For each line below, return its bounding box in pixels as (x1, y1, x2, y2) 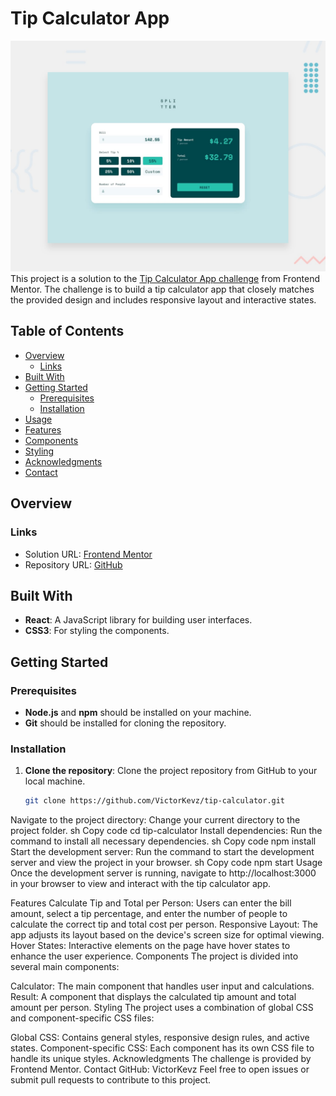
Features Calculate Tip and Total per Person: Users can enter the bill (10, 897, 292, 909)
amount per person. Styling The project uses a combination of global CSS (10, 1002, 314, 1014)
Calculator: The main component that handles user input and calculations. (10, 980, 315, 992)
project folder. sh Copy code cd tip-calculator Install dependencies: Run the (10, 825, 323, 837)
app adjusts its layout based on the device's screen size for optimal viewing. (10, 929, 325, 941)
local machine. (24, 775, 86, 787)
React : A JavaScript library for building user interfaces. (24, 614, 253, 626)
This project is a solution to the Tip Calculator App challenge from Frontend (10, 273, 320, 285)
